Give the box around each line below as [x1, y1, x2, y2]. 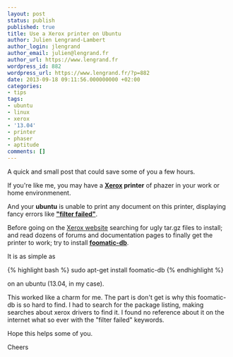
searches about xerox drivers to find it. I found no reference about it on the [7, 308, 225, 316]
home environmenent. [7, 188, 71, 197]
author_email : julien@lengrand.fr [7, 50, 109, 57]
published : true [7, 23, 55, 30]
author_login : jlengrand [7, 43, 80, 50]
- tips [7, 89, 27, 96]
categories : [7, 83, 42, 90]
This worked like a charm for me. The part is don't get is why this [7, 294, 196, 301]
